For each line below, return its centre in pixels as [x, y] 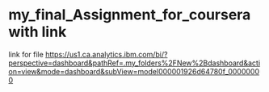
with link [38, 32]
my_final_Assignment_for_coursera [130, 15]
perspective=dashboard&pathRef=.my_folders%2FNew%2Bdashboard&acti [134, 63]
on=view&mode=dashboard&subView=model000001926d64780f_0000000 [134, 71]
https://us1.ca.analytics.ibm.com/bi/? [107, 54]
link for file [26, 54]
